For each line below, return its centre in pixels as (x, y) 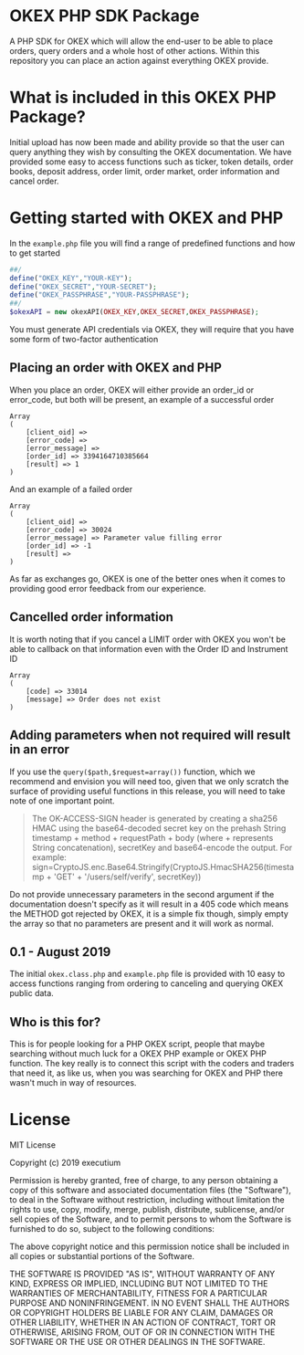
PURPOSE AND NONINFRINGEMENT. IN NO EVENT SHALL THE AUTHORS (150, 1303)
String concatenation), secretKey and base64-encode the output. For (162, 847)
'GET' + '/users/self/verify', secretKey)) (127, 877)
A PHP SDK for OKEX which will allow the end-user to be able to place (142, 41)
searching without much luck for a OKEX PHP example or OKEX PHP (138, 1054)
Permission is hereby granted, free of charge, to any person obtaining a (144, 1181)
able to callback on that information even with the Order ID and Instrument (149, 648)
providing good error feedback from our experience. (108, 588)
